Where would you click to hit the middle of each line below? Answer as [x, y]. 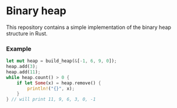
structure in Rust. [27, 33]
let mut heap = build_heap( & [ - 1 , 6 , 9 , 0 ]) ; [61, 61]
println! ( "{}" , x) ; [51, 89]
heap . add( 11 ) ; [24, 72]
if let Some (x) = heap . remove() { [59, 83]
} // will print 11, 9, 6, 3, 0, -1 [51, 99]
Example [19, 48]
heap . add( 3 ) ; [22, 67]
